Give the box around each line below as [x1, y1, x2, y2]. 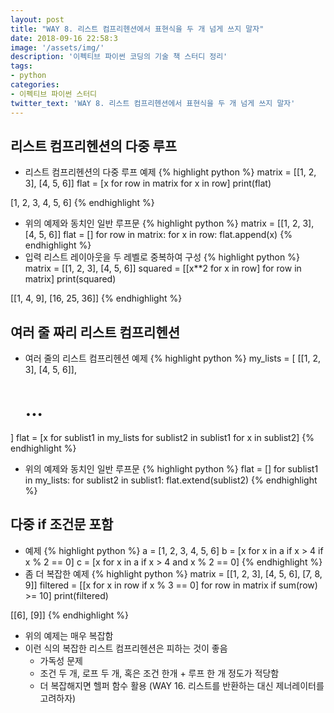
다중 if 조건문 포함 [10, 516, 114, 533]
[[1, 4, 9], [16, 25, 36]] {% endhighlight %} [10, 292, 183, 305]
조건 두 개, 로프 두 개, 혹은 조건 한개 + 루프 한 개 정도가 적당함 [39, 667, 280, 679]
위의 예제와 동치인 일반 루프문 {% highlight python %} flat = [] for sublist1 [24, 463, 319, 475]
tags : [10, 61, 33, 71]
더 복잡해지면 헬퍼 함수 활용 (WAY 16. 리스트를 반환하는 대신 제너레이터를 [39, 679, 325, 691]
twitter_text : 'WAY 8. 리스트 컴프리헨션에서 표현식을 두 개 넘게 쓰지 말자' [10, 98, 296, 108]
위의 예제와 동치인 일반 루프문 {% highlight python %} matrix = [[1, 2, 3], [24, 217, 315, 230]
